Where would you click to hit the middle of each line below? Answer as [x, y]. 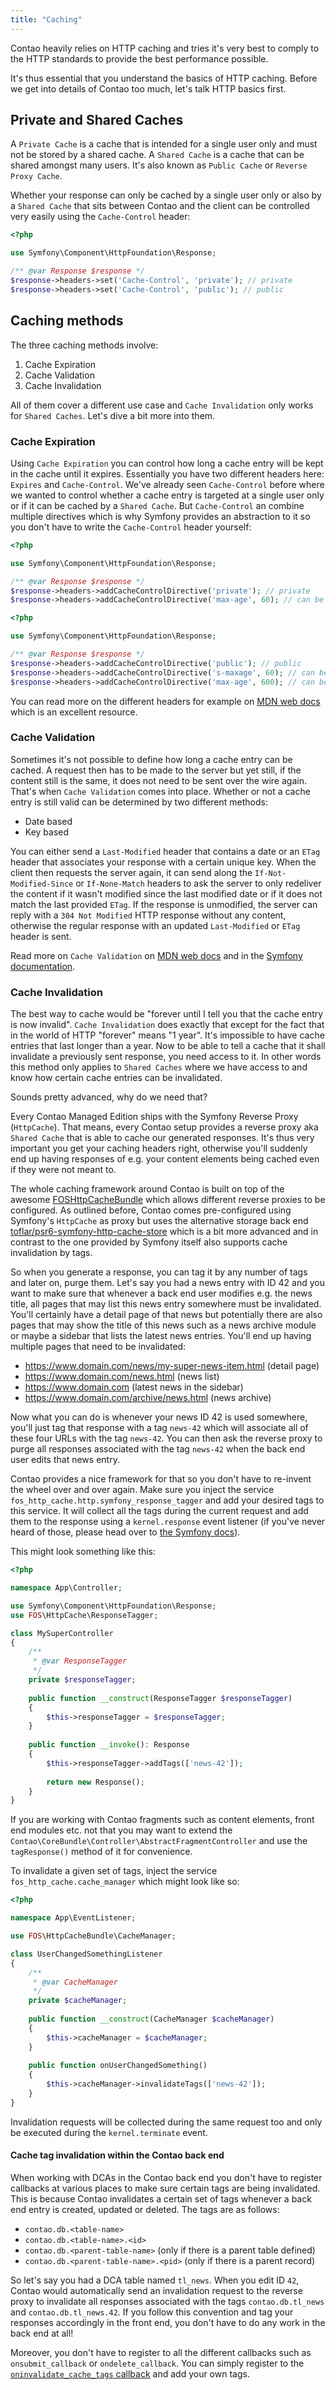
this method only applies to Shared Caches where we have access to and [159, 1067]
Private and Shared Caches [97, 120]
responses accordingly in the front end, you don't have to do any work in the [168, 2322]
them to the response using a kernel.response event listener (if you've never [168, 1522]
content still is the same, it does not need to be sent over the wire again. [158, 780]
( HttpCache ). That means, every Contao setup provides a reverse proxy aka [164, 1127]
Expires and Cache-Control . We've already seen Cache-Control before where [167, 484]
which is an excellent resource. [74, 712]
